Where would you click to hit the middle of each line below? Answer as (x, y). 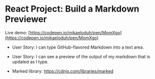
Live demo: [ (17, 32)
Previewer (26, 19)
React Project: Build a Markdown (72, 9)
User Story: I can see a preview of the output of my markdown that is (81, 56)
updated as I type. (30, 62)
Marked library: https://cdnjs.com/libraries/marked (63, 71)
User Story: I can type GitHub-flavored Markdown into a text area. (78, 47)
